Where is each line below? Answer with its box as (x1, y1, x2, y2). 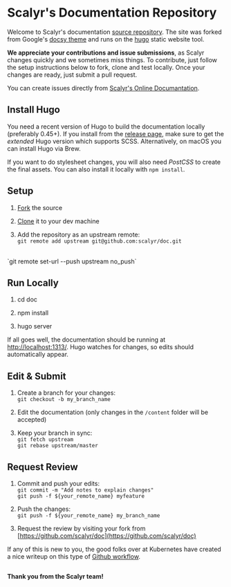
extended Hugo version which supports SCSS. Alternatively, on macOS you (7, 137, 222, 145)
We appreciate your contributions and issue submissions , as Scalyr (7, 48, 205, 57)
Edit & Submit (7, 370, 67, 382)
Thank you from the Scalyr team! (7, 572, 104, 581)
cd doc (17, 295, 38, 304)
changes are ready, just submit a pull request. (7, 71, 138, 79)
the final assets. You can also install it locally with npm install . (7, 165, 185, 174)
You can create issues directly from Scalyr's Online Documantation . (7, 84, 200, 92)
